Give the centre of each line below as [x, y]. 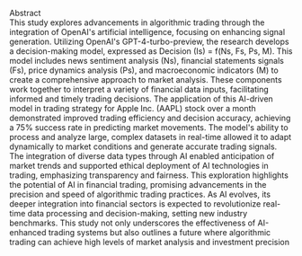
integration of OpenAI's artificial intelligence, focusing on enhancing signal [147, 32]
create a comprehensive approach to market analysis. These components [146, 79]
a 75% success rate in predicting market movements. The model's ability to [149, 128]
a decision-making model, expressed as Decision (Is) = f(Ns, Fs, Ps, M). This [151, 51]
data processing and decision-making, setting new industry [138, 213]
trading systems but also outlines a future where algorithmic [160, 232]
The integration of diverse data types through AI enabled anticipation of [142, 156]
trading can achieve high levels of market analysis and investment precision [150, 242]
